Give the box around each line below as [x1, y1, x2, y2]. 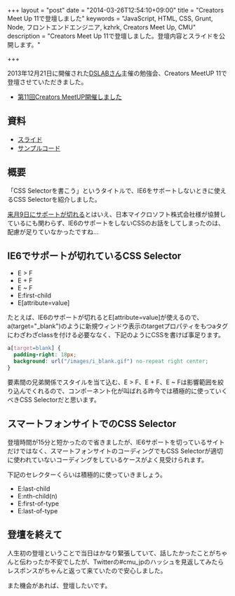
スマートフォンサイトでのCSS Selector [7, 418, 177, 430]
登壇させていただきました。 [7, 78, 88, 86]
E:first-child [17, 291, 51, 300]
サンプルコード [17, 144, 61, 152]
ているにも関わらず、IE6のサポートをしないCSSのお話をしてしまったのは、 [7, 219, 224, 227]
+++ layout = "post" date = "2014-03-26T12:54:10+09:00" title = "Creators [7, 6, 224, 14]
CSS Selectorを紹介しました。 [13, 195, 101, 203]
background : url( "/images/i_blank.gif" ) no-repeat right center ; [13, 358, 209, 365]
